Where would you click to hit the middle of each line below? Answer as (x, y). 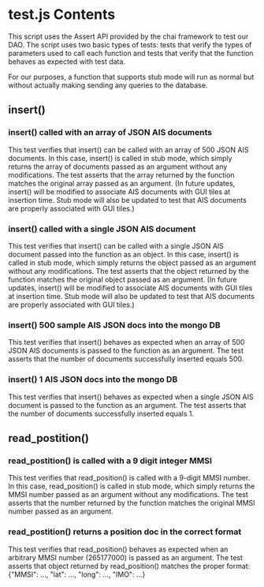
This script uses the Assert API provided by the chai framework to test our (128, 36)
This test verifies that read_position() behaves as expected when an (118, 549)
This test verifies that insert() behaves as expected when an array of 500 (126, 342)
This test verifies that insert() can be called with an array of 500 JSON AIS (128, 150)
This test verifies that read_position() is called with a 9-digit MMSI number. (129, 478)
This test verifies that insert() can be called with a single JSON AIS (116, 245)
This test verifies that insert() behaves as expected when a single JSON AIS (131, 397)
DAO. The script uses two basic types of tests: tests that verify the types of (130, 44)
